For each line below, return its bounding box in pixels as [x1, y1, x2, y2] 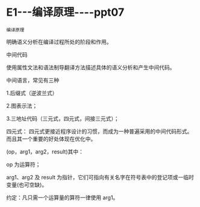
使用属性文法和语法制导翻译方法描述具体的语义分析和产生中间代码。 [6, 64, 175, 71]
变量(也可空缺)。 [6, 181, 48, 188]
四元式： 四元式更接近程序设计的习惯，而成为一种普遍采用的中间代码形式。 [6, 128, 193, 135]
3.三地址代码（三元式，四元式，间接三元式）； [6, 115, 119, 122]
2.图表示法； [6, 102, 38, 109]
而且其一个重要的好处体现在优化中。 [6, 135, 96, 142]
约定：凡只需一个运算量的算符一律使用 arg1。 [6, 194, 119, 201]
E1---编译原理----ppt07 [6, 5, 125, 19]
